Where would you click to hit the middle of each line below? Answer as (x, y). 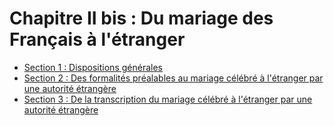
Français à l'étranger (97, 39)
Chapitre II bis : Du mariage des (141, 18)
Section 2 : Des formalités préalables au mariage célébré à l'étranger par (173, 78)
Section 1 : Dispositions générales (93, 67)
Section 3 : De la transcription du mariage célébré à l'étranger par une (168, 99)
